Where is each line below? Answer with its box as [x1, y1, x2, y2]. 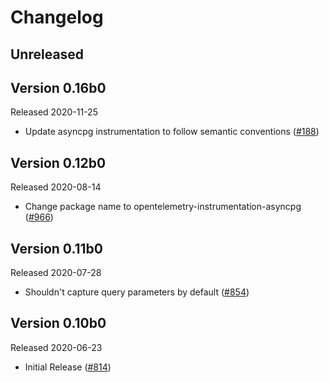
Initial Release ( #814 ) [24, 361, 112, 373]
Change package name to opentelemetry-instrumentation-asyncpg [24, 201, 302, 213]
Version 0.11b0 [10, 240, 104, 257]
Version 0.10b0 [10, 315, 107, 332]
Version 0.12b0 [10, 154, 107, 171]
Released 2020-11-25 [10, 106, 98, 118]
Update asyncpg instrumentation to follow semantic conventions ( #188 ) [24, 126, 320, 138]
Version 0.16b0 [10, 79, 107, 96]
